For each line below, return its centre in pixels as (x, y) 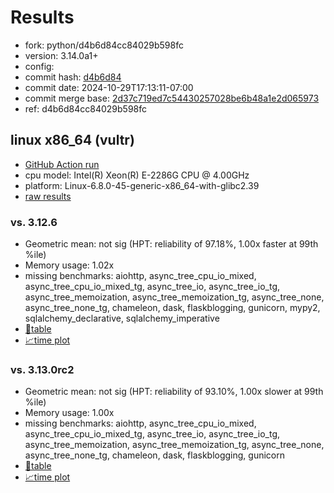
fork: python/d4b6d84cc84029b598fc (104, 45)
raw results (48, 196)
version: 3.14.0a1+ (61, 55)
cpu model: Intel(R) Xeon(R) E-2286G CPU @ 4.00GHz (137, 175)
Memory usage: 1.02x (69, 265)
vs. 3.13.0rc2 (42, 369)
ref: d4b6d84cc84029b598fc (86, 108)
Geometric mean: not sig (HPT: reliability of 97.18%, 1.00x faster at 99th (171, 244)
